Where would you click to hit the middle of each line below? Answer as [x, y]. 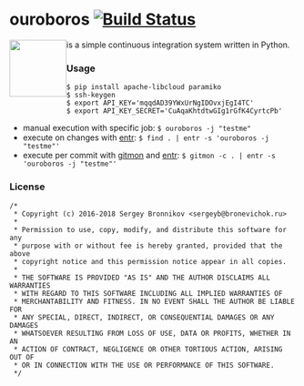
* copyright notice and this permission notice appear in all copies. [150, 261]
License [27, 187]
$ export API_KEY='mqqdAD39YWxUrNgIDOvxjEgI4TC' [161, 103]
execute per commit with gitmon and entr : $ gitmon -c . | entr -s [149, 156]
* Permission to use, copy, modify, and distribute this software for [150, 229]
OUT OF [22, 357]
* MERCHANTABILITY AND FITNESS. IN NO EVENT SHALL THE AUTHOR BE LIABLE [154, 301]
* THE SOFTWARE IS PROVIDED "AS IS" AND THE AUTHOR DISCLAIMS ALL [142, 278]
